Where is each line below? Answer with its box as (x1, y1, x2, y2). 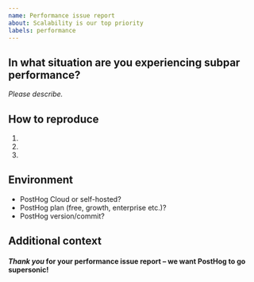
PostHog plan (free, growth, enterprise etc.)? (19, 203, 167, 212)
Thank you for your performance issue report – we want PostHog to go (8, 256, 246, 266)
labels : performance (8, 26, 77, 34)
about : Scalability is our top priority (8, 19, 144, 27)
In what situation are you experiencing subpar (8, 56, 241, 69)
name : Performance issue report (8, 11, 115, 20)
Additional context (8, 234, 102, 248)
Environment (8, 173, 74, 187)
